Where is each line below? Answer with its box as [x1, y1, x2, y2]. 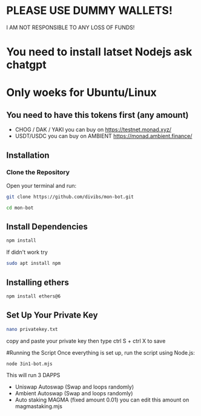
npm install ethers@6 [6, 293, 61, 299]
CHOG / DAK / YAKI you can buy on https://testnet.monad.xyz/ [15, 126, 171, 134]
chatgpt [6, 58, 47, 72]
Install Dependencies [6, 221, 88, 231]
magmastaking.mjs [15, 403, 62, 410]
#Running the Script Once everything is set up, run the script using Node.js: [6, 349, 196, 356]
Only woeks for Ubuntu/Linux [6, 86, 157, 100]
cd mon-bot [6, 205, 34, 211]
